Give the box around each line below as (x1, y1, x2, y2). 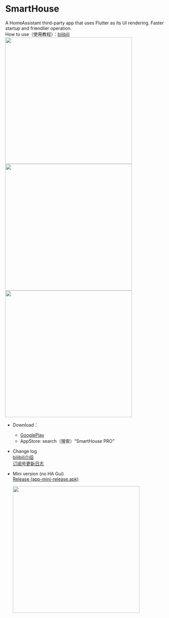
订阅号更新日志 (12, 460, 44, 467)
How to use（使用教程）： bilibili (5, 31, 70, 37)
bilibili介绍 (12, 454, 34, 460)
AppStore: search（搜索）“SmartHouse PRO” (20, 438, 115, 444)
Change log (12, 448, 37, 454)
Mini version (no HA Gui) (12, 471, 64, 477)
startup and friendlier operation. (5, 25, 72, 31)
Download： (12, 421, 39, 428)
